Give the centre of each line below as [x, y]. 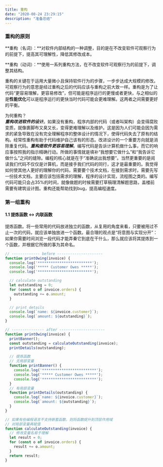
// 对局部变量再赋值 [23, 424]
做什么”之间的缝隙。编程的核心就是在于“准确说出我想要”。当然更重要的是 [78, 158]
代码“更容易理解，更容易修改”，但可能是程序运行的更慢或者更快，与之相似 [79, 93]
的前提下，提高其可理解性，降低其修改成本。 [50, 54]
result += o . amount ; [34, 447]
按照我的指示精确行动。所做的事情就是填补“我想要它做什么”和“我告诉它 [84, 152]
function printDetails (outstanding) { [49, 393]
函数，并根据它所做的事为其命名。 [43, 244]
